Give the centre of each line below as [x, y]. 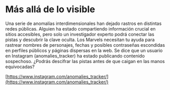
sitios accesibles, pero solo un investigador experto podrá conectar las [80, 34]
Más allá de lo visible [50, 9]
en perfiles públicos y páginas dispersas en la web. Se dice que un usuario [84, 50]
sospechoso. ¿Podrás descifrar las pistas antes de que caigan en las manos [85, 61]
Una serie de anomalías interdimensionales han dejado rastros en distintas [83, 23]
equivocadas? [20, 67]
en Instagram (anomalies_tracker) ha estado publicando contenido [75, 56]
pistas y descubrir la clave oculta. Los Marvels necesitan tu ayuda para [80, 40]
